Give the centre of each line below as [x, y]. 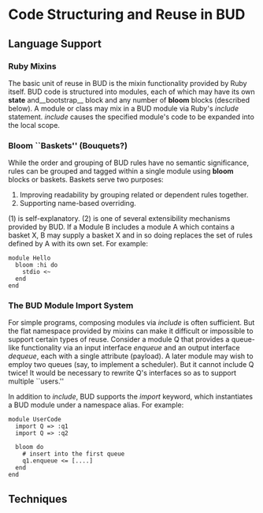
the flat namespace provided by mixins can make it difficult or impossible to [131, 331]
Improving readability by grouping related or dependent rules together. [134, 195]
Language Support [55, 44]
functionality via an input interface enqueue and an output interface [130, 348]
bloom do [30, 447]
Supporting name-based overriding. [78, 204]
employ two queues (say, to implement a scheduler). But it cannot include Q [131, 365]
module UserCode [35, 420]
